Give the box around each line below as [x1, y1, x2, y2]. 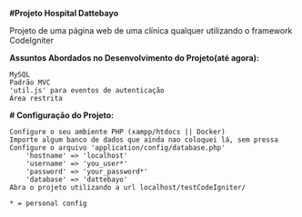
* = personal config [9, 199, 88, 208]
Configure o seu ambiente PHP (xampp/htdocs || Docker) [9, 127, 226, 136]
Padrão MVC [9, 78, 51, 87]
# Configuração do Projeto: [9, 110, 115, 121]
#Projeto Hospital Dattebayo [9, 8, 119, 18]
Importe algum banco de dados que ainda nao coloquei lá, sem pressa [9, 135, 279, 144]
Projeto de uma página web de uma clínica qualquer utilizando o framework [9, 25, 293, 35]
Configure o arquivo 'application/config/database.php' [9, 143, 226, 153]
